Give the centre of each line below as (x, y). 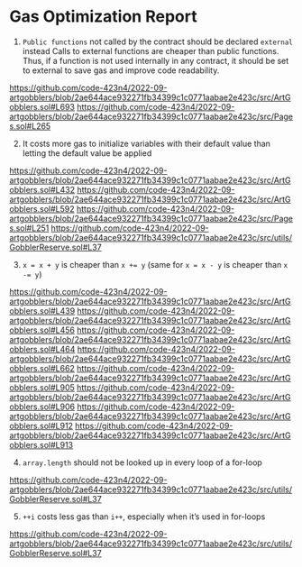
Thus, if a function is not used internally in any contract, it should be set (156, 60)
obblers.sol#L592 (42, 208)
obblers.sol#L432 (42, 189)
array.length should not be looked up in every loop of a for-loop (142, 462)
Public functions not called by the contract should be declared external (157, 41)
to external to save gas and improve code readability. (121, 70)
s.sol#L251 (29, 228)
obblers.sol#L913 (41, 444)
